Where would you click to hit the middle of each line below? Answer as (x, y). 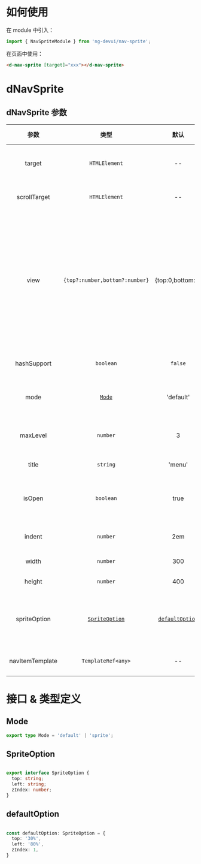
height (33, 581)
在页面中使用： (25, 53)
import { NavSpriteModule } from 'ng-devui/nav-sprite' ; (79, 41)
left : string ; (29, 784)
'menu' (178, 464)
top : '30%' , (27, 839)
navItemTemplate (33, 661)
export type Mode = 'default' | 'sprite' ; (60, 735)
